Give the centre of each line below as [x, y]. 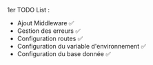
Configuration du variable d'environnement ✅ [82, 46]
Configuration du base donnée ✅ [64, 54]
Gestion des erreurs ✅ [49, 31]
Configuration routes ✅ [50, 38]
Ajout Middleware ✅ [45, 23]
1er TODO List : [29, 10]
